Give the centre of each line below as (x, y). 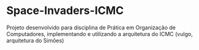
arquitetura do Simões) (35, 40)
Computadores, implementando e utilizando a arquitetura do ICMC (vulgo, (99, 34)
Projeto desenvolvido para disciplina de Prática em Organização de (91, 27)
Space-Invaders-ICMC (65, 11)
